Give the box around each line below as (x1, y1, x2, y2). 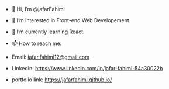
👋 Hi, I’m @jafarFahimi (11, 6, 65, 12)
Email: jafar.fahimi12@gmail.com (11, 53, 89, 60)
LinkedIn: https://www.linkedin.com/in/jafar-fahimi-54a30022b (11, 65, 163, 71)
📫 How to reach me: (11, 40, 62, 47)
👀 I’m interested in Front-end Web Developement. (11, 17, 131, 23)
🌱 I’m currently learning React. (11, 28, 85, 35)
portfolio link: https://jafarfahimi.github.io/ (11, 76, 112, 83)
